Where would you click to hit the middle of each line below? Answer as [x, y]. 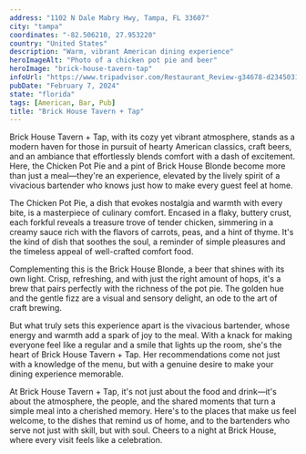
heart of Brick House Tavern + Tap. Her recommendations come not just [145, 355]
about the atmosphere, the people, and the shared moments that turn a [143, 401]
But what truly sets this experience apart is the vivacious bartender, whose [150, 325]
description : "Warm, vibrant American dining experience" [122, 52]
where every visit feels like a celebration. [86, 440]
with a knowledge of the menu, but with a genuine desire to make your [142, 365]
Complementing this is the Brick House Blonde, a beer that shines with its [147, 269]
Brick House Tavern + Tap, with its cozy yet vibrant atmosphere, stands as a [153, 137]
